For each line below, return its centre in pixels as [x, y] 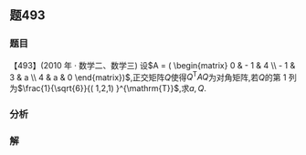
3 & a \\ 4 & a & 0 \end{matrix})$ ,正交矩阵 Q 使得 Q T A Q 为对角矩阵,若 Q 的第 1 [148, 77]
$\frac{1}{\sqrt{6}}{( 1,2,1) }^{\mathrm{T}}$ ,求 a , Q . [112, 88]
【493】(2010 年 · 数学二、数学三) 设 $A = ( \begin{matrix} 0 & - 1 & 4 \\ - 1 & [153, 65]
